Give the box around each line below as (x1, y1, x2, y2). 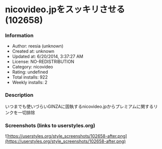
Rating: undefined (12, 69, 48, 75)
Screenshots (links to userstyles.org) (5, 122, 96, 129)
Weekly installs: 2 (12, 80, 48, 85)
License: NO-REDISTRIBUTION (12, 59, 75, 64)
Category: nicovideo (12, 64, 53, 70)
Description (5, 92, 34, 99)
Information (5, 32, 34, 39)
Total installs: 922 (12, 74, 48, 80)
